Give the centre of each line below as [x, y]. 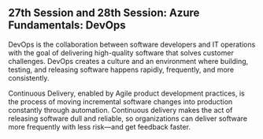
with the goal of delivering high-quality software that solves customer [121, 53]
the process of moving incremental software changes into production [120, 101]
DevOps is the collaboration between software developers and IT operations [132, 44]
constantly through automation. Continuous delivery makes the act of [120, 110]
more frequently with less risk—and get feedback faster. [100, 126]
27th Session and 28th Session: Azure [104, 13]
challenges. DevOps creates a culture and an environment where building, [128, 61]
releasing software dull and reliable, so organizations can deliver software [128, 118]
